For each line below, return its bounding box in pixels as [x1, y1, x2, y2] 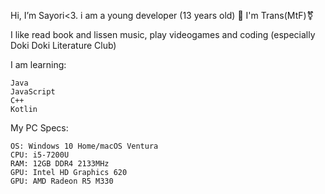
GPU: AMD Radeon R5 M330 [10, 176, 114, 186]
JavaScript [10, 87, 56, 97]
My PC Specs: [10, 122, 69, 134]
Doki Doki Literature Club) [10, 40, 117, 51]
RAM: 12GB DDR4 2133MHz [10, 159, 110, 169]
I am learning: [10, 59, 67, 70]
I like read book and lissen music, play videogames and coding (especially [10, 29, 316, 40]
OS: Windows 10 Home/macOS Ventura [10, 141, 159, 151]
